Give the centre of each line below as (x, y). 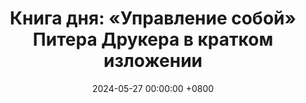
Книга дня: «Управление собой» (153, 18)
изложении (153, 61)
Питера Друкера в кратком (153, 39)
